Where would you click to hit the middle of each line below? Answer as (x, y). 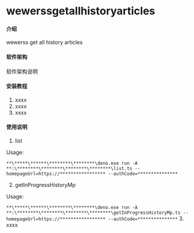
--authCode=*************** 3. (146, 219)
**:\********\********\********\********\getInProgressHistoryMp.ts (93, 213)
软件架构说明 (22, 71)
